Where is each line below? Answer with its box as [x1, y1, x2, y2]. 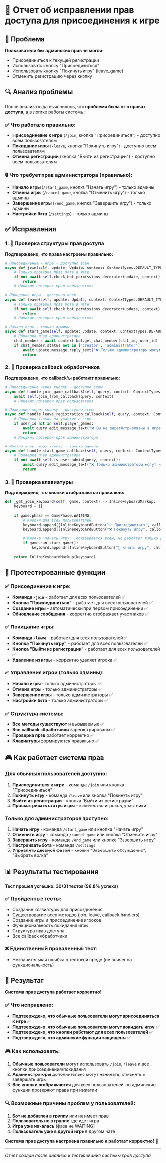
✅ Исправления [5, 225, 57, 233]
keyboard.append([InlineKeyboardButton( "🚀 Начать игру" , [31, 545, 152, 550]
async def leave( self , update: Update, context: [5, 297, 107, 302]
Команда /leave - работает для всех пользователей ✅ [12, 635, 128, 641]
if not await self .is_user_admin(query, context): [14, 457, 121, 463]
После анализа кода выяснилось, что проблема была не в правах [5, 103, 146, 109]
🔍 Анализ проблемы [5, 88, 73, 96]
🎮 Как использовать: [5, 1048, 60, 1055]
